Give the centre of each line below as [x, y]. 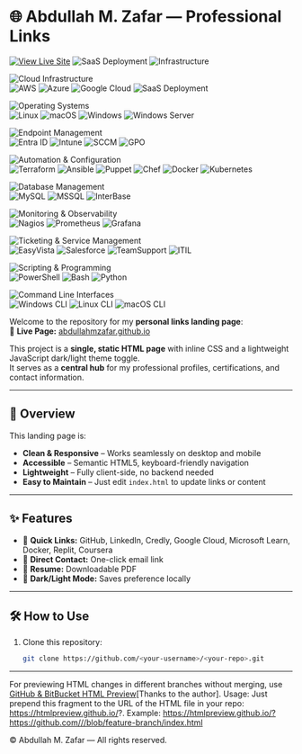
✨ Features [41, 519]
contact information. [47, 377]
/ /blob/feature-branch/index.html [142, 723]
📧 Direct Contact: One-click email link [93, 559]
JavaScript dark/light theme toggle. [75, 358]
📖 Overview [42, 414]
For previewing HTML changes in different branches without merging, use [146, 685]
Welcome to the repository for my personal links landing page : [126, 321]
